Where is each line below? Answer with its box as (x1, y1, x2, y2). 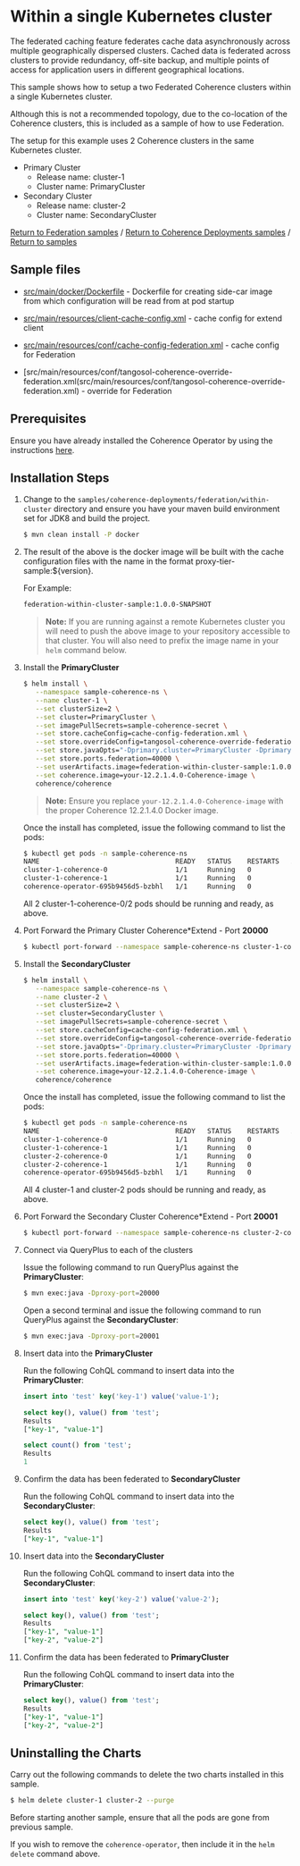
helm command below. (45, 645, 128, 656)
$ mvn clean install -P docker (22, 530, 140, 540)
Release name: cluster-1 (36, 172, 125, 182)
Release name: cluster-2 (36, 199, 127, 211)
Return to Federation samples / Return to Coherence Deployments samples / (10, 226, 291, 238)
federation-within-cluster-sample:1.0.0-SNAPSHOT (22, 601, 212, 609)
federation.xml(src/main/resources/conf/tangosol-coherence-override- (22, 375, 286, 386)
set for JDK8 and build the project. (22, 513, 151, 524)
